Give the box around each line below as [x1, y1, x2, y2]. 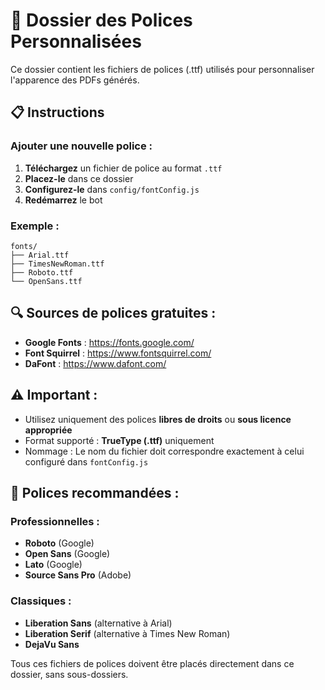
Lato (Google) [24, 559, 83, 571]
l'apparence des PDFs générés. [10, 74, 140, 86]
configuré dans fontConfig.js [24, 455, 149, 468]
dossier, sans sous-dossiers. [10, 668, 129, 680]
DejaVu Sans [24, 638, 80, 650]
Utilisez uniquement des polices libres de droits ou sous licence [24, 413, 292, 425]
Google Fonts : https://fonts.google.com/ [24, 336, 195, 348]
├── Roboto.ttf [10, 267, 74, 278]
